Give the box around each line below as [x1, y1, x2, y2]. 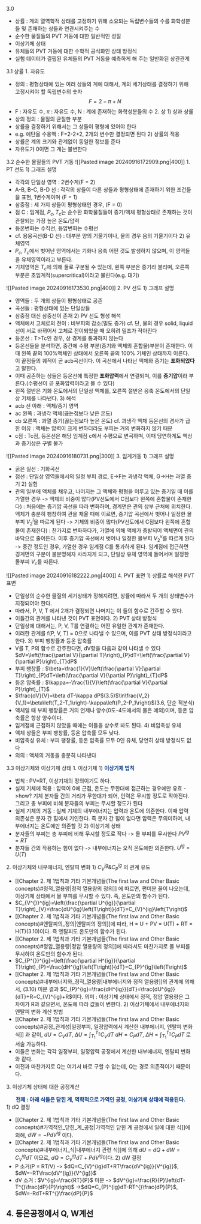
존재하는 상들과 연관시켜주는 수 [28, 25, 100, 32]
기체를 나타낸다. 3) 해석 [21, 395, 77, 402]
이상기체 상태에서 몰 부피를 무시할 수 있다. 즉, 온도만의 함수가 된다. [14, 892, 169, 900]
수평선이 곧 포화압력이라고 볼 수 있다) [28, 380, 115, 387]
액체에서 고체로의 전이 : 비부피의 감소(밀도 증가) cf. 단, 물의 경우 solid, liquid [14, 320, 193, 327]
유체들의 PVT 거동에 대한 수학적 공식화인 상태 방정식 [14, 47, 138, 55]
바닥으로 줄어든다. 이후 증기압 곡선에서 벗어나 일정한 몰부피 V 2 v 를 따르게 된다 [14, 533, 194, 543]
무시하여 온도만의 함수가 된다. [14, 950, 84, 957]
